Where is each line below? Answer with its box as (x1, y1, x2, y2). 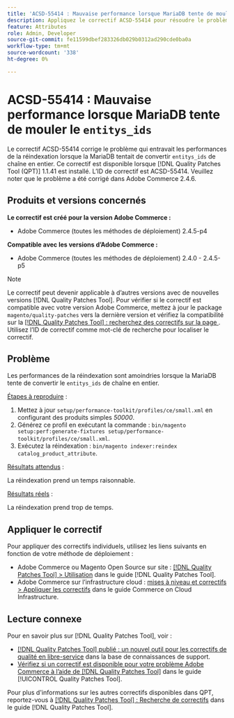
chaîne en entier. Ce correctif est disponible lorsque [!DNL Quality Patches (7, 159, 221, 168)
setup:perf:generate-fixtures (17, 428, 106, 435)
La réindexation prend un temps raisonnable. (7, 476, 136, 485)
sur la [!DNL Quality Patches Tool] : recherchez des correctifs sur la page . (7, 318, 221, 326)
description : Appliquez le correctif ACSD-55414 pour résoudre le (7, 17, 204, 24)
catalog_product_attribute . (17, 449, 97, 457)
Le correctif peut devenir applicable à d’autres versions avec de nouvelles (7, 288, 219, 297)
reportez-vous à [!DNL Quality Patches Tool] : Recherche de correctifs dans (7, 696, 225, 704)
